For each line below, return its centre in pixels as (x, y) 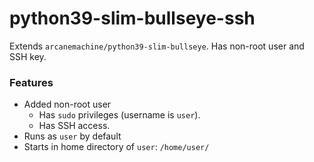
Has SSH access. (74, 126)
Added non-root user (67, 104)
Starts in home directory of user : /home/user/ (116, 147)
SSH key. (28, 56)
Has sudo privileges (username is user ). (119, 115)
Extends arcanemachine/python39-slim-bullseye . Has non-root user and (157, 46)
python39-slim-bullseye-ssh (132, 18)
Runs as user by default (72, 136)
